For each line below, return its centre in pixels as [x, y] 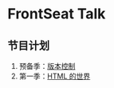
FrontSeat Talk [57, 14]
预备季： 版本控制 [47, 66]
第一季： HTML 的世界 [55, 76]
